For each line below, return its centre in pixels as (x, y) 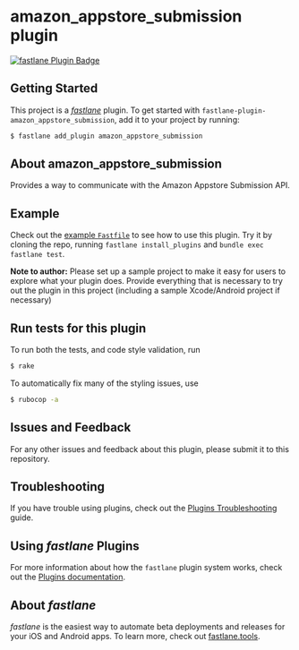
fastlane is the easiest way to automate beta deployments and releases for (148, 627)
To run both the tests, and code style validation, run (105, 350)
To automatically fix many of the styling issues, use (105, 383)
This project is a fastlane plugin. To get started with (105, 110)
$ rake (22, 366)
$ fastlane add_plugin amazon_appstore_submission (107, 136)
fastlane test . (38, 254)
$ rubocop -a (34, 399)
